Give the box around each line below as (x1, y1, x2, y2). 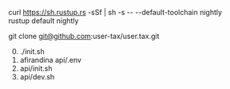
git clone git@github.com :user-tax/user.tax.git (8, 32, 160, 41)
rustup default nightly (8, 16, 79, 25)
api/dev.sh (19, 72, 55, 81)
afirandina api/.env (19, 56, 82, 64)
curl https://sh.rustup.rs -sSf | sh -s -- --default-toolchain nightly (8, 8, 222, 17)
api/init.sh (19, 64, 53, 73)
